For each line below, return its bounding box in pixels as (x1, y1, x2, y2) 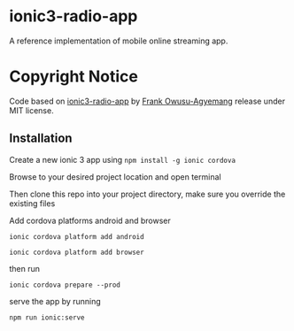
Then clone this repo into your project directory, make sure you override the (9, 189, 286, 199)
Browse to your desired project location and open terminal (9, 171, 221, 182)
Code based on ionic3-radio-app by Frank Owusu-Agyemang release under (9, 96, 286, 106)
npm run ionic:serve (9, 312, 86, 322)
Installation (9, 131, 73, 146)
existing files (9, 197, 56, 209)
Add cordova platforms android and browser (9, 215, 171, 226)
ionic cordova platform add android (9, 232, 144, 241)
